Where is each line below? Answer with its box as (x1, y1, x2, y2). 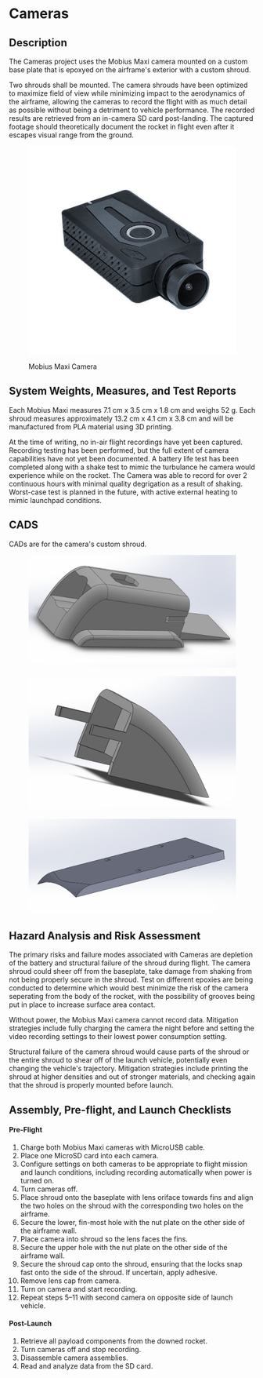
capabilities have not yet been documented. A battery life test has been (9, 454, 240, 463)
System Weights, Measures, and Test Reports (9, 385, 237, 398)
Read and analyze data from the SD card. (20, 1361, 153, 1370)
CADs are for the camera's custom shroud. (9, 539, 147, 549)
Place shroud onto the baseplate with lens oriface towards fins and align (20, 1192, 254, 1201)
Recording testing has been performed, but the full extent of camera (9, 445, 229, 455)
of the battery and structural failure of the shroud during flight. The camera (9, 958, 251, 968)
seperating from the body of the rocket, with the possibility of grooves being (9, 992, 255, 1001)
